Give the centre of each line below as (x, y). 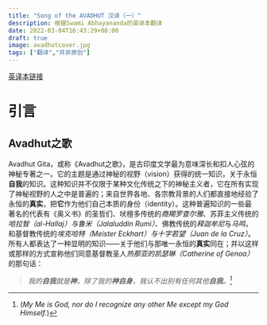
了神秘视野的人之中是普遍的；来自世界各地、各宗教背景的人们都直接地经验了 (133, 194)
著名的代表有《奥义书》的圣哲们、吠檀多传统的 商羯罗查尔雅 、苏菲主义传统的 (133, 213)
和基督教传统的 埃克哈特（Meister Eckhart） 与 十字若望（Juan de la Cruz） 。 (132, 233)
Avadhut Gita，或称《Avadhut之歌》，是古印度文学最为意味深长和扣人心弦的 (132, 164)
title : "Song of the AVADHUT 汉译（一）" (75, 16)
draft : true (28, 38)
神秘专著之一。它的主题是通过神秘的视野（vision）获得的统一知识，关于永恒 (133, 174)
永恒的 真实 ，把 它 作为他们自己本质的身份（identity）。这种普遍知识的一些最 (130, 204)
